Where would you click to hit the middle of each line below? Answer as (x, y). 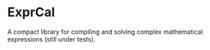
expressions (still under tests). (51, 39)
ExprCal (31, 12)
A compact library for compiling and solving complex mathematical (105, 32)
